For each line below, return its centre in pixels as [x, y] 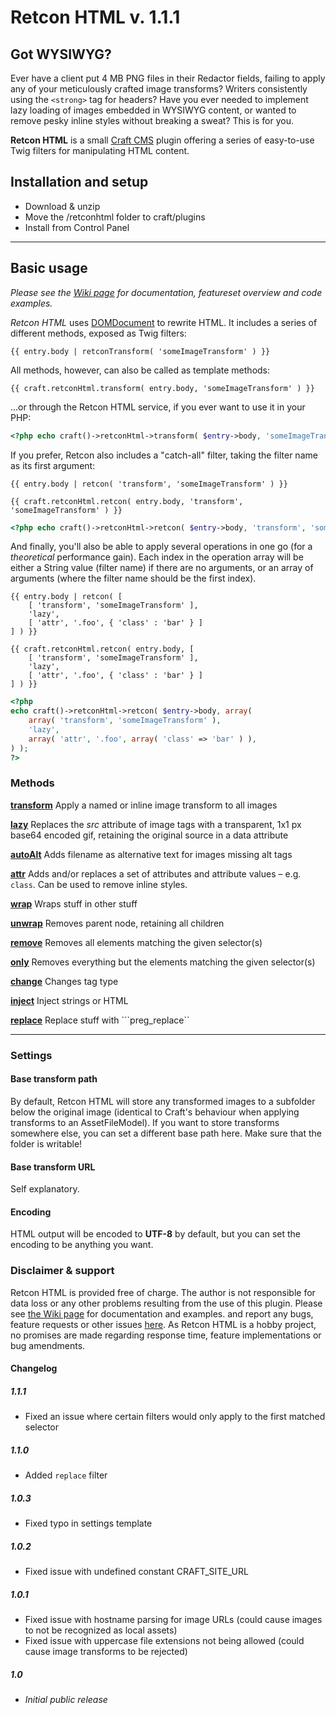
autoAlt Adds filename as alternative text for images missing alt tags [151, 854]
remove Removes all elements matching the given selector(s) [136, 942]
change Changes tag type [64, 981]
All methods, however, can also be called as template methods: [140, 370]
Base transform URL [53, 1167]
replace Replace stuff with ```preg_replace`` [100, 1020]
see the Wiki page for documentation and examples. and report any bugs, [162, 1313]
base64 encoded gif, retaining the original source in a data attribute [149, 835]
